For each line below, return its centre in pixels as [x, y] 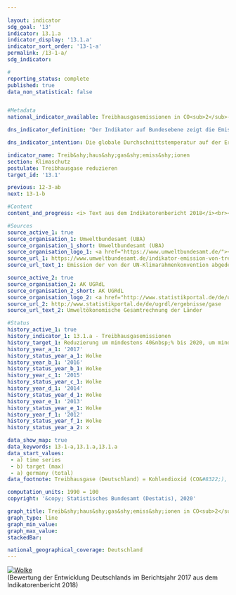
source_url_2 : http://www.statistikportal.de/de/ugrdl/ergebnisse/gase [114, 304]
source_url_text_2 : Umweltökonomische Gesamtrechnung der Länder [105, 310]
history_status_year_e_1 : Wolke [54, 408]
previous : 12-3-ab [34, 188]
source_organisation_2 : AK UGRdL [56, 284]
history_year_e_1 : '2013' [45, 401]
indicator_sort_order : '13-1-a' [54, 46]
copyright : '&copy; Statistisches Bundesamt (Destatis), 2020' [102, 499]
